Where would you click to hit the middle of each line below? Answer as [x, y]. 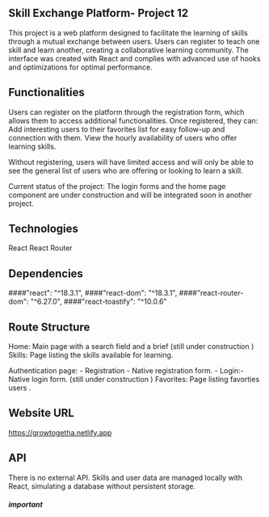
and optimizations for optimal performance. [81, 67]
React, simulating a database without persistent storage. [102, 486]
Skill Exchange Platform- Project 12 [98, 13]
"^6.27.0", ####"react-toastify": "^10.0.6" [99, 301]
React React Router [40, 248]
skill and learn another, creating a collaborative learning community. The [128, 50]
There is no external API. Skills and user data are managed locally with [125, 477]
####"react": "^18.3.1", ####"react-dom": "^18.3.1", [93, 293]
